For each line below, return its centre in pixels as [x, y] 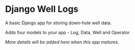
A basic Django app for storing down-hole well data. [58, 23]
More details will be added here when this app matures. [62, 42]
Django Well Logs [42, 9]
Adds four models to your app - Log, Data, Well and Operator [67, 32]
